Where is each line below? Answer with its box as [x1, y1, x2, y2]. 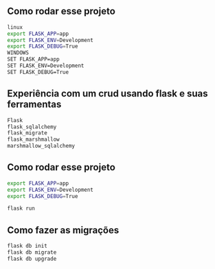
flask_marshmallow [7, 136, 60, 143]
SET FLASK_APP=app [7, 56, 60, 63]
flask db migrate [7, 249, 57, 256]
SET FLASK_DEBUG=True [7, 68, 69, 75]
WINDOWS [7, 50, 30, 57]
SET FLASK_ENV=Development [7, 62, 84, 70]
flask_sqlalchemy [7, 123, 57, 130]
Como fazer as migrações [7, 224, 120, 236]
